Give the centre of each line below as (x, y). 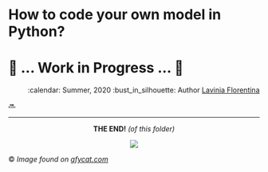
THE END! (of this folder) (134, 129)
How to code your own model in (115, 15)
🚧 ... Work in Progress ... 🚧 (96, 68)
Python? (37, 31)
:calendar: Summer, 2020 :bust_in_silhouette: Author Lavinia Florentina (144, 90)
